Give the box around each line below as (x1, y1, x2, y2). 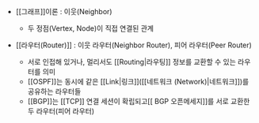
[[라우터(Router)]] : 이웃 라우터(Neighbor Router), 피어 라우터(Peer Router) (15, 40, 252, 50)
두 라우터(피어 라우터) (27, 106, 95, 116)
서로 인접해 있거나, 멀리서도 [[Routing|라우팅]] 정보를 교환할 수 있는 (27, 58, 236, 66)
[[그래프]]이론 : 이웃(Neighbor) (15, 7, 112, 16)
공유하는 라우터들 (27, 87, 82, 96)
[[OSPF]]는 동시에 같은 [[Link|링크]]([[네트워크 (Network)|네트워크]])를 (27, 77, 249, 86)
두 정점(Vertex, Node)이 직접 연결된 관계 (27, 24, 154, 33)
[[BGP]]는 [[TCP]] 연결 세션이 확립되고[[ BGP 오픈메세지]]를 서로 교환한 (27, 97, 250, 106)
